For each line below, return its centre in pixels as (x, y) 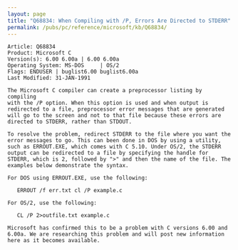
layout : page (27, 14)
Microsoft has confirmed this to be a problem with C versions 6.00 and (118, 228)
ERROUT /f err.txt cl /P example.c (69, 191)
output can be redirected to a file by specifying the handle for (108, 153)
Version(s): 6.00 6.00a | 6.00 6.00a (63, 59)
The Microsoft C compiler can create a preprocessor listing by (105, 91)
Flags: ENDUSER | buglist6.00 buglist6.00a (73, 72)
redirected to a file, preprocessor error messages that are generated (116, 109)
